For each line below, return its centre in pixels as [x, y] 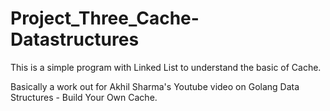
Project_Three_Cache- [105, 18]
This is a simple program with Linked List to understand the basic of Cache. [166, 67]
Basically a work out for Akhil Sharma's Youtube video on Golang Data [155, 86]
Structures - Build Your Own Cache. [84, 97]
